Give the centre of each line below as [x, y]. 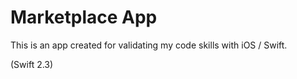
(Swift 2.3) [32, 64]
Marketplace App [84, 17]
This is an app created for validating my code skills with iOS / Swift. [149, 45]
